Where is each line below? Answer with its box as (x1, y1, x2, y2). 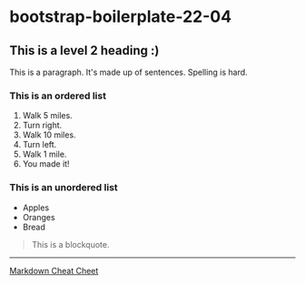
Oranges (22, 211, 56, 222)
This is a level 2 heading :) (9, 43, 160, 58)
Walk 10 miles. (22, 129, 76, 140)
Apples (22, 202, 50, 213)
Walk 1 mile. (22, 148, 67, 160)
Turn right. (22, 120, 63, 131)
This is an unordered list (9, 181, 118, 194)
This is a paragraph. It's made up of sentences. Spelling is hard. (9, 66, 248, 77)
